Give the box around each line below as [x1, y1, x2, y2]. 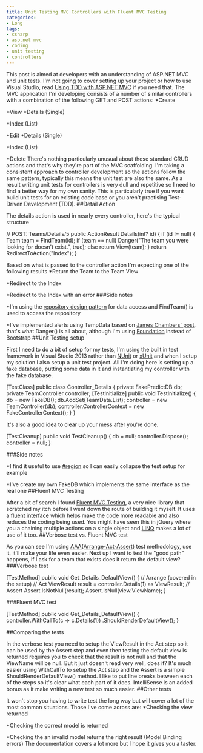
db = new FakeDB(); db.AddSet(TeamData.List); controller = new [6, 396, 168, 403]
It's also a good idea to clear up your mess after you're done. [6, 421, 159, 428]
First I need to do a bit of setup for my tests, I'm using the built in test [6, 346, 179, 353]
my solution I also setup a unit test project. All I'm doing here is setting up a [6, 358, 194, 366]
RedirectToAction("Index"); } [6, 249, 77, 256]
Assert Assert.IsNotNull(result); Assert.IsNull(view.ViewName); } [6, 586, 167, 594]
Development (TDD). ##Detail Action [24, 200, 116, 207]
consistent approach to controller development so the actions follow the [6, 168, 186, 175]
